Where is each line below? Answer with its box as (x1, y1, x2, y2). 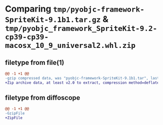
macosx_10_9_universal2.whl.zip (5, 41, 136, 50)
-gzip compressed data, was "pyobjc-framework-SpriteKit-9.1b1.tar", (5, 76, 149, 80)
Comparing (5, 3, 51, 15)
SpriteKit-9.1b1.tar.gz (5, 16, 101, 25)
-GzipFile (5, 111, 25, 116)
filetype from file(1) (5, 58, 65, 66)
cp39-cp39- (5, 32, 49, 42)
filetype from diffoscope (5, 94, 81, 102)
